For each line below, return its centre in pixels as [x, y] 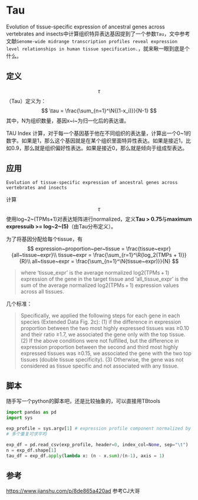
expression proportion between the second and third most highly [99, 347]
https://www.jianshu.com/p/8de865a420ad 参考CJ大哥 [73, 491]
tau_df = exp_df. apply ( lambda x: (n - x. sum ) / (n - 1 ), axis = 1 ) [85, 456]
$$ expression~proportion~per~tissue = [76, 249]
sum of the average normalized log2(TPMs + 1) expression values [100, 285]
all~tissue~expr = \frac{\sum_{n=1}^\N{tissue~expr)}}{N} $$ [105, 261]
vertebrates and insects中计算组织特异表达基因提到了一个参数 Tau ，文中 [93, 34]
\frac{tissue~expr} [148, 249]
